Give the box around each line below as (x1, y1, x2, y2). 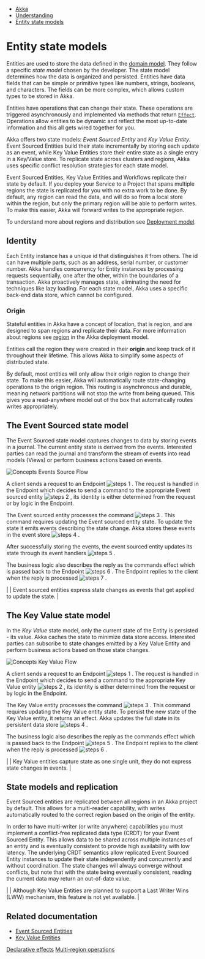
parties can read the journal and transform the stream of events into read (6, 450, 191, 457)
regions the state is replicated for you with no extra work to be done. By (6, 186, 187, 194)
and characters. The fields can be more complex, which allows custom (6, 86, 185, 93)
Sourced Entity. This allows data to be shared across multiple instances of (6, 836, 193, 843)
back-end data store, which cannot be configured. (6, 291, 133, 298)
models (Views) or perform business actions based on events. (6, 456, 163, 463)
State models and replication (6, 782, 118, 792)
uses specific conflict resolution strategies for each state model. (6, 162, 168, 169)
